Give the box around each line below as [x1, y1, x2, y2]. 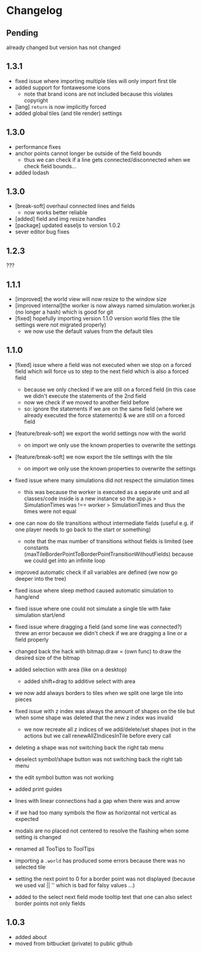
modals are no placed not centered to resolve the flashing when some [14, 827, 189, 834]
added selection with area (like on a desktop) [14, 665, 127, 673]
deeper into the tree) [14, 575, 66, 582]
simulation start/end [14, 611, 65, 618]
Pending [6, 28, 39, 38]
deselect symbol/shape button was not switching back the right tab [14, 755, 183, 763]
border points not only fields [14, 900, 86, 907]
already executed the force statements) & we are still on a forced [24, 411, 185, 418]
